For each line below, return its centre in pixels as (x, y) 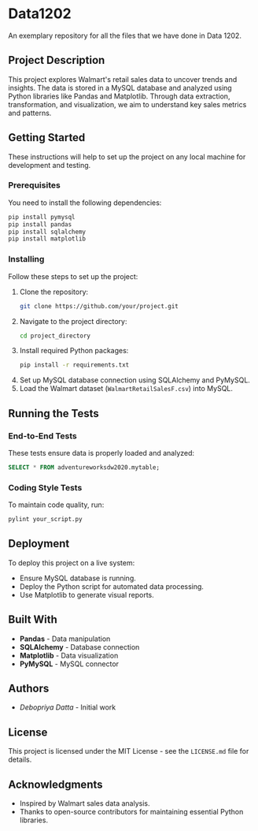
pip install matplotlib (47, 239)
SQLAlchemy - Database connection (79, 647)
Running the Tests (54, 414)
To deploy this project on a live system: (72, 563)
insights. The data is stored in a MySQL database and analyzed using (120, 88)
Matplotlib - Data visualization (69, 655)
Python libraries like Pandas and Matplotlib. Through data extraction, (119, 96)
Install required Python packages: (74, 351)
